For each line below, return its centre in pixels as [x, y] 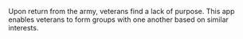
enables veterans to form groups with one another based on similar [119, 19]
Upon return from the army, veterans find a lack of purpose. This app [121, 11]
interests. [24, 28]
